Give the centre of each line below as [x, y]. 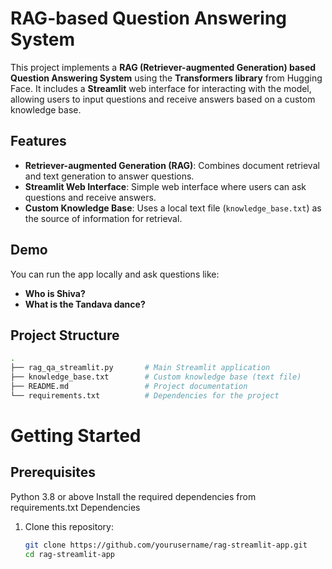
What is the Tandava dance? [85, 304]
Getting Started [76, 435]
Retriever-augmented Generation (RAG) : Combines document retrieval [172, 165]
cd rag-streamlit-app [69, 554]
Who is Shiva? [55, 293]
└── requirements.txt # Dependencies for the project [145, 395]
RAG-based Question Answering [149, 18]
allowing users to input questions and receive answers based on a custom [163, 99]
